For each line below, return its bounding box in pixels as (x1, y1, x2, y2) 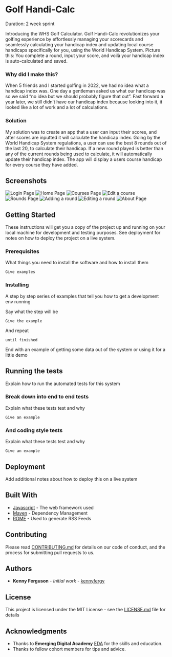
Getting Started (5, 210, 56, 219)
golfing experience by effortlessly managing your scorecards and (5, 36, 143, 42)
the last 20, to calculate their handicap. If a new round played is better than (5, 145, 164, 151)
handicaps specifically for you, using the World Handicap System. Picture (5, 47, 160, 53)
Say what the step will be (5, 308, 58, 315)
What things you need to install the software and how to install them (5, 260, 148, 266)
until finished (5, 337, 38, 342)
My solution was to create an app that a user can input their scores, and (5, 129, 157, 135)
